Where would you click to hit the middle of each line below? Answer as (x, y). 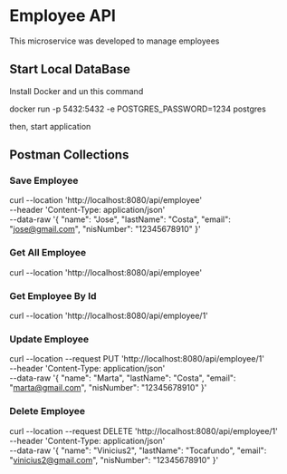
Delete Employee (48, 411)
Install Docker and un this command (77, 91)
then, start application (50, 126)
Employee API (62, 16)
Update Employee (49, 339)
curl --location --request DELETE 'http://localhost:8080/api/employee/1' (144, 430)
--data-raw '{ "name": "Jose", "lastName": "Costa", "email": (120, 219)
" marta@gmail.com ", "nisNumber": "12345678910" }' (108, 388)
